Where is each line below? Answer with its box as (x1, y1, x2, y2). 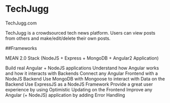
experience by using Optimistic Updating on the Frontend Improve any (5, 86, 153, 92)
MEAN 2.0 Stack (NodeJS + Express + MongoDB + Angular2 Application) (5, 55, 159, 61)
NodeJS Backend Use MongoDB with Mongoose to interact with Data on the (5, 75, 165, 82)
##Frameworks (5, 45, 37, 51)
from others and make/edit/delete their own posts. (5, 35, 111, 41)
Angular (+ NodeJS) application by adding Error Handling (5, 92, 126, 98)
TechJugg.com (5, 20, 37, 26)
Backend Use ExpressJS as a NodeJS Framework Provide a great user (5, 81, 153, 87)
